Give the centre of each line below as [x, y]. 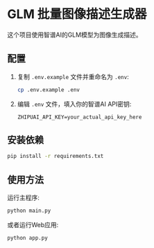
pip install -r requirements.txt [55, 157]
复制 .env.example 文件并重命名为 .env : [73, 76]
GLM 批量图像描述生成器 [77, 14]
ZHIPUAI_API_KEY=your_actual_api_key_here [79, 117]
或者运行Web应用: [33, 225]
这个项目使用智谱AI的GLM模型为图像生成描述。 [75, 35]
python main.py [29, 211]
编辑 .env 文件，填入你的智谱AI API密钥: [74, 104]
